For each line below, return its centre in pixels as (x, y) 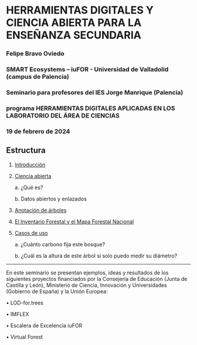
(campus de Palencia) (38, 77)
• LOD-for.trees (25, 303)
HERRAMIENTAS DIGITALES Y (80, 10)
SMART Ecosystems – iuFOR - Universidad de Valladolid (87, 69)
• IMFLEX (18, 314)
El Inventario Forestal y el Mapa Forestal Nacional (74, 222)
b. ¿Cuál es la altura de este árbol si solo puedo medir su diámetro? (96, 256)
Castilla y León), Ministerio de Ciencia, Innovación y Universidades (86, 285)
